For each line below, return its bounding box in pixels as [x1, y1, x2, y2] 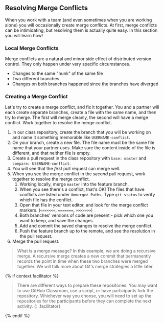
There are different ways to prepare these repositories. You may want [17, 282, 158, 288]
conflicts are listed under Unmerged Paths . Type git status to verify [19, 192, 155, 198]
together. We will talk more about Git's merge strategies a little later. [17, 264, 154, 270]
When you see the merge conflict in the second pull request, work [12, 171, 146, 177]
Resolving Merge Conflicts [5, 4, 88, 12]
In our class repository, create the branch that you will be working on [12, 129, 151, 135]
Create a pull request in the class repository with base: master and [12, 155, 147, 161]
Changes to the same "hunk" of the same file [12, 70, 103, 76]
